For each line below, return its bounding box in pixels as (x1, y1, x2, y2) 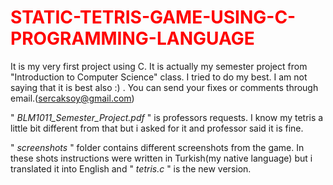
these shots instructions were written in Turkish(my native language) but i (10, 152, 313, 164)
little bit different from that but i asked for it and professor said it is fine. (10, 122, 304, 134)
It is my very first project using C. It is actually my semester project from (10, 60, 308, 72)
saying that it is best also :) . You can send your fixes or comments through (10, 81, 319, 93)
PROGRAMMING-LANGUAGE (10, 27, 255, 50)
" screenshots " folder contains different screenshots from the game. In (10, 141, 305, 153)
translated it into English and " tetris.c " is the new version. (10, 162, 252, 175)
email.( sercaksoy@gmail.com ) (10, 92, 135, 104)
